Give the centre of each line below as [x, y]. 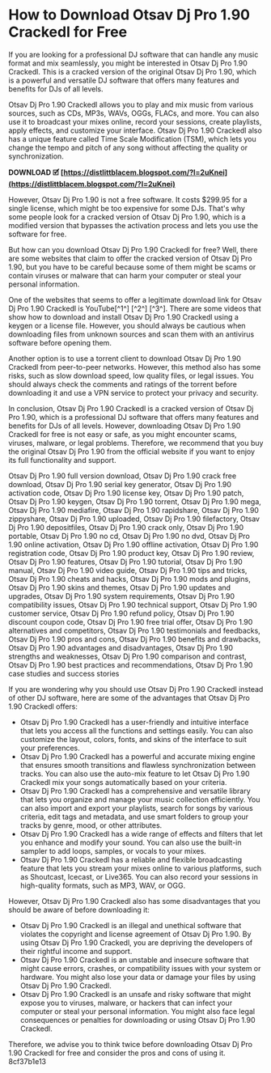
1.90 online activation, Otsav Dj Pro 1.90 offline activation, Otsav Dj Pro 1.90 [133, 545]
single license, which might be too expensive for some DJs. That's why [127, 208]
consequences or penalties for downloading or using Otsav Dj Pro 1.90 [138, 1020]
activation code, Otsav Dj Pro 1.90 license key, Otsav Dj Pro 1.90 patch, [126, 493]
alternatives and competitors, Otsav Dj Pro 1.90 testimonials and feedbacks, [134, 630]
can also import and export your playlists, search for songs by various [136, 808]
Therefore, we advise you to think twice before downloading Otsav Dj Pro [131, 1044]
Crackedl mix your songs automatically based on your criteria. [123, 782]
